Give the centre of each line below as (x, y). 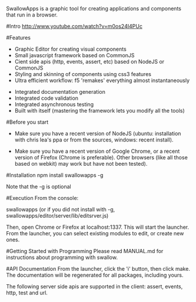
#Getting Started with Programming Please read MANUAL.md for (85, 251)
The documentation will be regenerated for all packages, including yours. (95, 275)
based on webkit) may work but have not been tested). (81, 164)
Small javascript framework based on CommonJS (74, 55)
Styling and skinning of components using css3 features (83, 74)
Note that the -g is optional (39, 186)
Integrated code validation (46, 98)
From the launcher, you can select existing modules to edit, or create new (95, 233)
